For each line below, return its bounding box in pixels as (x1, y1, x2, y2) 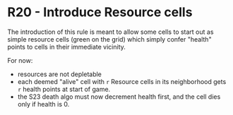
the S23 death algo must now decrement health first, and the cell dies (17, 92, 221, 101)
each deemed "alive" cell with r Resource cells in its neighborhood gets (17, 77, 227, 85)
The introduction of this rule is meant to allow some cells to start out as (7, 28, 214, 36)
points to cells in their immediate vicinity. (7, 42, 126, 51)
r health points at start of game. (17, 85, 111, 93)
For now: (7, 56, 33, 64)
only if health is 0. (17, 99, 70, 108)
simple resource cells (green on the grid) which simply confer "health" (7, 35, 212, 43)
